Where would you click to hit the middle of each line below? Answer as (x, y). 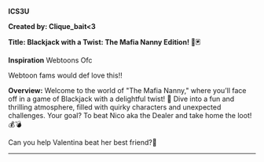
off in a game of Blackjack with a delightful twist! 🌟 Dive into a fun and (121, 99)
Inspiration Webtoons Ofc (50, 60)
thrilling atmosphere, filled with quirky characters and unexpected (115, 107)
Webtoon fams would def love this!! (66, 75)
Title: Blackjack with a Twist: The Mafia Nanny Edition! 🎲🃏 (104, 42)
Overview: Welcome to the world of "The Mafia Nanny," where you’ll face (127, 90)
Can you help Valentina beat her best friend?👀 (82, 142)
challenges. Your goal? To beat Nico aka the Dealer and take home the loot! (130, 115)
